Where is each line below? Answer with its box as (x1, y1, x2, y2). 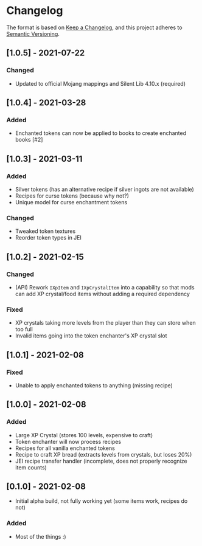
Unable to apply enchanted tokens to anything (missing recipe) (15, 381, 173, 389)
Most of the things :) (15, 533, 66, 540)
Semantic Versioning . (6, 30, 60, 37)
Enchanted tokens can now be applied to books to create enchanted (15, 130, 187, 137)
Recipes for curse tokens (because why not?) (15, 192, 130, 199)
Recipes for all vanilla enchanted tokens (15, 444, 116, 452)
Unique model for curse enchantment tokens (15, 199, 128, 206)
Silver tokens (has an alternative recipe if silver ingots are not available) (15, 186, 195, 193)
